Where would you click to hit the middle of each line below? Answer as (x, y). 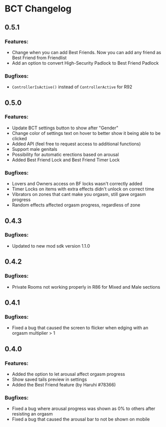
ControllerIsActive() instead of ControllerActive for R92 (72, 87)
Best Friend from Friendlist (39, 58)
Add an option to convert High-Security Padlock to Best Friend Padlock (85, 63)
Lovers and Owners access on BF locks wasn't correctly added (77, 184)
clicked (19, 138)
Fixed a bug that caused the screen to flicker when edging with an (80, 328)
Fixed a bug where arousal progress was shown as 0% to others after (83, 408)
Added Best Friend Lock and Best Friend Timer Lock (66, 160)
